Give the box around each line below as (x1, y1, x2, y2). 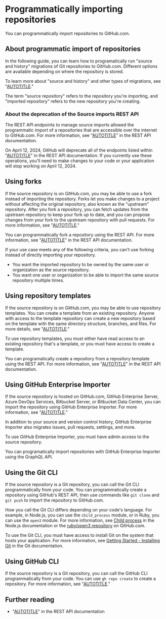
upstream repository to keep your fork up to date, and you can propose (5, 212, 150, 218)
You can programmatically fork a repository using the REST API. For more (5, 231, 155, 237)
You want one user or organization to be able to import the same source (12, 272, 159, 278)
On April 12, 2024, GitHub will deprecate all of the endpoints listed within (5, 147, 153, 153)
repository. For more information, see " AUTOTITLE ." (5, 581, 111, 587)
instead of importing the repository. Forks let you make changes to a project (5, 196, 160, 202)
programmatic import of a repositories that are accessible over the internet (5, 127, 157, 133)
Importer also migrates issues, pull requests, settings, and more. (5, 424, 136, 430)
